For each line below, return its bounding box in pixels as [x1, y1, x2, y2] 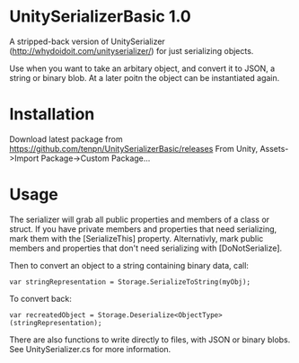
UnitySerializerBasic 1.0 [9, 6, 191, 27]
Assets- [259, 143, 289, 154]
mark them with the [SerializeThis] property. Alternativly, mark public [9, 233, 264, 243]
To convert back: [9, 293, 72, 304]
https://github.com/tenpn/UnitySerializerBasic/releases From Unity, [9, 143, 259, 154]
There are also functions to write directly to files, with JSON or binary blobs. [9, 334, 291, 345]
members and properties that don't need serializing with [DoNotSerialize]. [9, 243, 283, 253]
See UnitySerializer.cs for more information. [9, 343, 171, 354]
